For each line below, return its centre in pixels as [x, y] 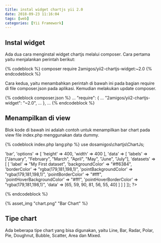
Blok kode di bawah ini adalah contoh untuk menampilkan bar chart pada [78, 130]
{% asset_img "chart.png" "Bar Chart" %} [46, 203]
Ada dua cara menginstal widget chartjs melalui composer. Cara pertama [78, 54]
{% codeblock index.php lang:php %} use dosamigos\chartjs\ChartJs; [75, 144]
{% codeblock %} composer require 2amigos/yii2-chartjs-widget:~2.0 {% [79, 69]
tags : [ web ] [17, 18]
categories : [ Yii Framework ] [34, 23]
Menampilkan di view [38, 118]
